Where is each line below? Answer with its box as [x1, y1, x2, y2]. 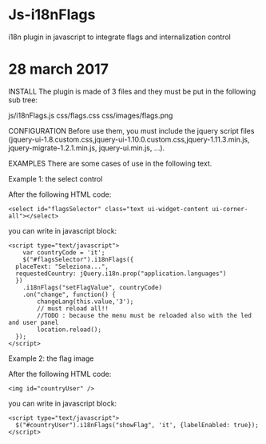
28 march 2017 [8, 60, 109, 78]
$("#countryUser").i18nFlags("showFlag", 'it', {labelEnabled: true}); [15, 421, 260, 429]
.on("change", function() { [22, 290, 116, 298]
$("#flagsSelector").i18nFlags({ [22, 255, 134, 263]
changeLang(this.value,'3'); [37, 298, 134, 306]
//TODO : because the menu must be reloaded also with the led [37, 311, 252, 319]
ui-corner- [212, 205, 248, 213]
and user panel [8, 318, 59, 326]
